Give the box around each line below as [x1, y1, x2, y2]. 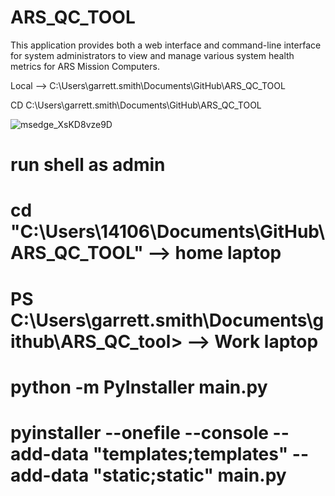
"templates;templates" [92, 442, 289, 465]
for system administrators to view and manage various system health [10, 49, 295, 61]
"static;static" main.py [92, 464, 287, 486]
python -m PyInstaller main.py [10, 376, 268, 398]
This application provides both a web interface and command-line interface [10, 39, 322, 51]
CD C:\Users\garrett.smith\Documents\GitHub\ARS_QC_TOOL [10, 99, 262, 111]
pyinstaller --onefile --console [10, 421, 269, 444]
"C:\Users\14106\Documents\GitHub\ [10, 221, 326, 243]
